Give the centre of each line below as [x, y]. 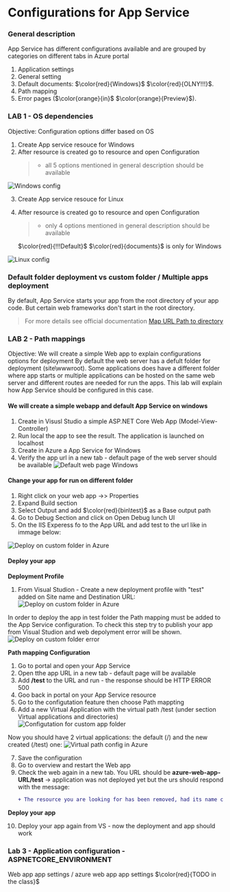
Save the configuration [50, 758]
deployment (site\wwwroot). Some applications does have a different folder [114, 369]
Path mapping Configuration [49, 652]
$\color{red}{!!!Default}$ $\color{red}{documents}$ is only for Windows [119, 246]
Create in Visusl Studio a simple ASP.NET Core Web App [97, 421]
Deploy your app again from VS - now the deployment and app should [116, 826]
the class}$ [24, 882]
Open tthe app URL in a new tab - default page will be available [107, 673]
